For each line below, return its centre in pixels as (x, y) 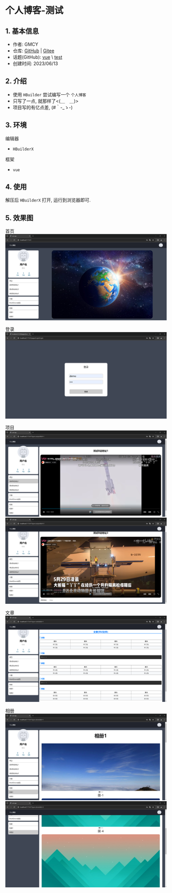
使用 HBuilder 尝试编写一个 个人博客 (49, 94)
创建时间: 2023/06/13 (35, 64)
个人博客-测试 (35, 11)
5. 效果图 (19, 218)
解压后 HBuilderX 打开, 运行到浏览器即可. (48, 200)
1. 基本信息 (22, 31)
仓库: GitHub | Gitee (34, 51)
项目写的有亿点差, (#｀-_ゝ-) (43, 107)
